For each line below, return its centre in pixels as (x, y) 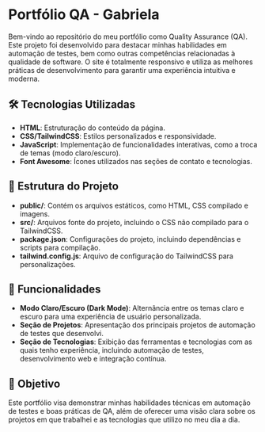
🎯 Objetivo (34, 383)
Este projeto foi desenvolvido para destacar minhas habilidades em (117, 44)
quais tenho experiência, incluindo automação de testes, (112, 350)
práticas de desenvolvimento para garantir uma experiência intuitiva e (122, 70)
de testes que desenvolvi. (62, 334)
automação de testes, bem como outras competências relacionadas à (122, 53)
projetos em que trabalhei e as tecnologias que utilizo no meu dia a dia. (124, 420)
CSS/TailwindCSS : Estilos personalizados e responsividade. (118, 136)
